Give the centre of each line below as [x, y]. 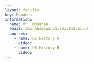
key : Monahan [19, 15]
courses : [19, 34]
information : [19, 19]
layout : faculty [22, 10]
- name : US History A [37, 39]
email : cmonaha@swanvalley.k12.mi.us [49, 29]
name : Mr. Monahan [29, 24]
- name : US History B [37, 48]
